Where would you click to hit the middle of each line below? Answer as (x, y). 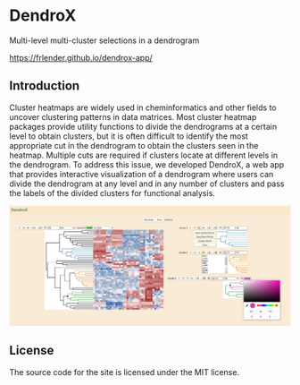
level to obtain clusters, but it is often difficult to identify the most (129, 136)
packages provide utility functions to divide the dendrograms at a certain (143, 126)
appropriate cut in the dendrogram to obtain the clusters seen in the (134, 145)
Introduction (45, 86)
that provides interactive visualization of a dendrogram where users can (142, 174)
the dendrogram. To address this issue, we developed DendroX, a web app (147, 164)
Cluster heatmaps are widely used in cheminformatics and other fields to (143, 107)
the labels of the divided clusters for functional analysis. (112, 192)
